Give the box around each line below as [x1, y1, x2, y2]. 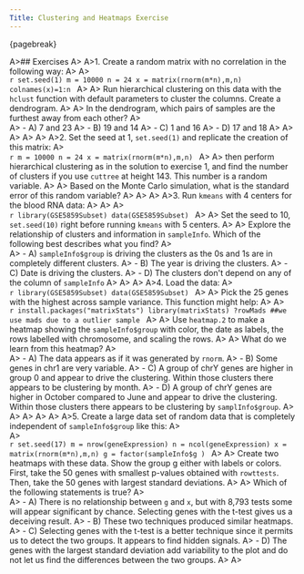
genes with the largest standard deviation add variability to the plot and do [9, 544, 289, 556]
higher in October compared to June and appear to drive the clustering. [9, 391, 278, 402]
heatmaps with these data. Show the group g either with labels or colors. [9, 457, 282, 468]
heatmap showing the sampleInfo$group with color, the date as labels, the [9, 323, 284, 334]
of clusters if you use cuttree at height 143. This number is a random [9, 170, 268, 181]
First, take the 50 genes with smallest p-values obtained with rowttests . [9, 466, 279, 478]
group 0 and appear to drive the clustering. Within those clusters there [9, 372, 274, 383]
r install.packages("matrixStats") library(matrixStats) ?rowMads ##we [9, 306, 287, 315]
